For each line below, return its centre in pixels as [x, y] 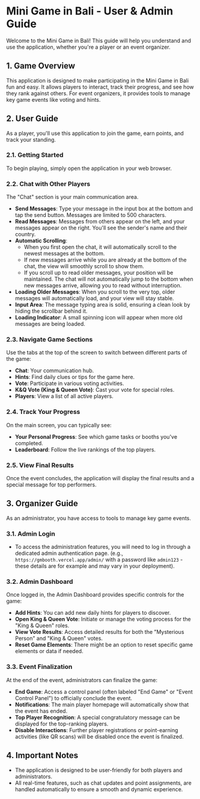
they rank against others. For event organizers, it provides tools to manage [98, 93]
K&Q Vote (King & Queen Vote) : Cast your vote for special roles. [95, 390]
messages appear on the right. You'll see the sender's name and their [101, 228]
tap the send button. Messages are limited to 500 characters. [90, 215]
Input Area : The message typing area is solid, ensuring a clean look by [102, 305]
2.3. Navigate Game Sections [50, 340]
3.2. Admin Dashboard [40, 581]
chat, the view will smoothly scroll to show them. [84, 266]
